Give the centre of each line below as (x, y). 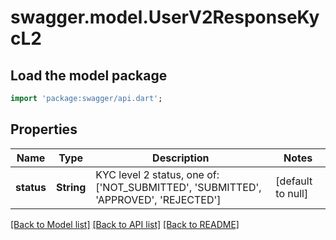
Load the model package (89, 75)
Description (181, 158)
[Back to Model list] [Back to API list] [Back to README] (125, 224)
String (71, 187)
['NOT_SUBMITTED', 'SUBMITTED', (178, 187)
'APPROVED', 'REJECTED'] (158, 199)
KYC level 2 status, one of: (157, 174)
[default (294, 181)
